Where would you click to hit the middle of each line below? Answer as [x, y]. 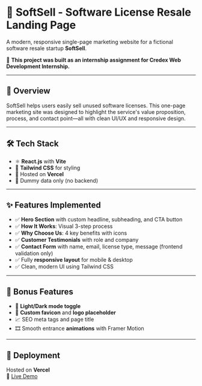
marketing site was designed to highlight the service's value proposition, [96, 112]
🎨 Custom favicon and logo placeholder [65, 312]
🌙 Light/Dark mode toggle [48, 306]
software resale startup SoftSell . [47, 48]
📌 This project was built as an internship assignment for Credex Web [94, 60]
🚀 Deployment [33, 355]
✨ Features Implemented [54, 205]
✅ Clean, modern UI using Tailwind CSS [64, 267]
